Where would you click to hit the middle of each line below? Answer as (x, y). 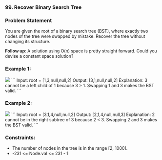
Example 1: (18, 69)
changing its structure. (28, 42)
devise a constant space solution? (39, 56)
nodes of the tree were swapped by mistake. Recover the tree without (75, 36)
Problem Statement (29, 20)
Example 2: (19, 103)
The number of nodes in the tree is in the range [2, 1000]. (70, 148)
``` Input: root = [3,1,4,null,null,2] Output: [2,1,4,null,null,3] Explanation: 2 (83, 114)
